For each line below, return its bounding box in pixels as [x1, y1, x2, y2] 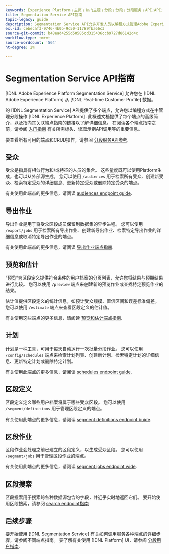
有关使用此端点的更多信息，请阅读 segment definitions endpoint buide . [5, 416, 152, 422]
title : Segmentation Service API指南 [5, 12, 83, 17]
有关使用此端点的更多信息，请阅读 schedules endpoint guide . [5, 369, 132, 375]
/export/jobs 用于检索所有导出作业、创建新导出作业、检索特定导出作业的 [5, 227, 157, 233]
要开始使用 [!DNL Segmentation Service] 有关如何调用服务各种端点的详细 [5, 531, 157, 537]
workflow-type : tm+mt [5, 36, 51, 41]
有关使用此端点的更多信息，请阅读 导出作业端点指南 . [5, 244, 114, 250]
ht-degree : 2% [5, 45, 35, 50]
